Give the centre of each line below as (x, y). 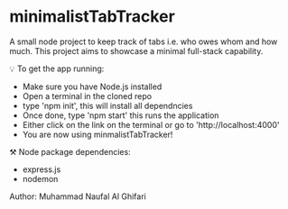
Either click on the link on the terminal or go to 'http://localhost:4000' (151, 124)
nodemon (40, 178)
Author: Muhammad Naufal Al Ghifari (78, 196)
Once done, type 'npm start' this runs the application (121, 115)
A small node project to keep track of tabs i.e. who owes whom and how (144, 41)
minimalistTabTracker (93, 17)
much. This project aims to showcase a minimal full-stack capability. (136, 50)
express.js (42, 169)
